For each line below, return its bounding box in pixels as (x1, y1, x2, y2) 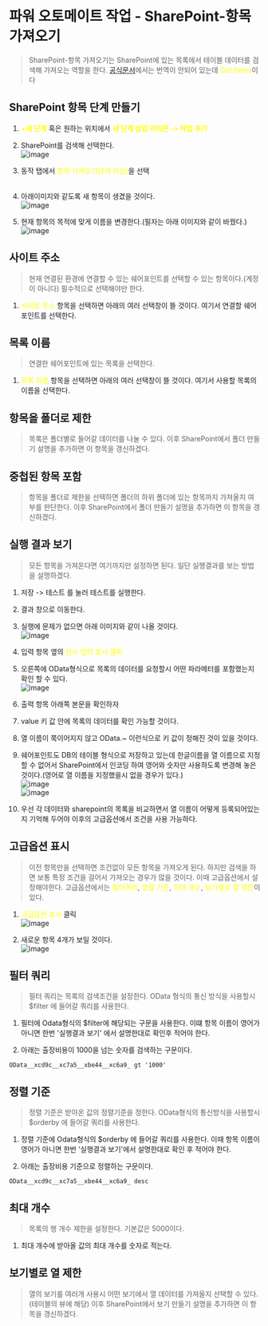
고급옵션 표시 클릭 (20, 909, 77, 919)
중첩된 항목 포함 (9, 469, 82, 483)
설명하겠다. (37, 570, 73, 580)
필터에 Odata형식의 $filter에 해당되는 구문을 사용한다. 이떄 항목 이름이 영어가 (20, 1019, 260, 1028)
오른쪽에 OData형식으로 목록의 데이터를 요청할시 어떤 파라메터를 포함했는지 (20, 663, 254, 673)
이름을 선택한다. (20, 386, 70, 395)
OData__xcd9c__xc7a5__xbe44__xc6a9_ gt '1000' (9, 1061, 167, 1070)
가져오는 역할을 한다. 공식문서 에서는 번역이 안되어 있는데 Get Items (43, 65, 252, 74)
